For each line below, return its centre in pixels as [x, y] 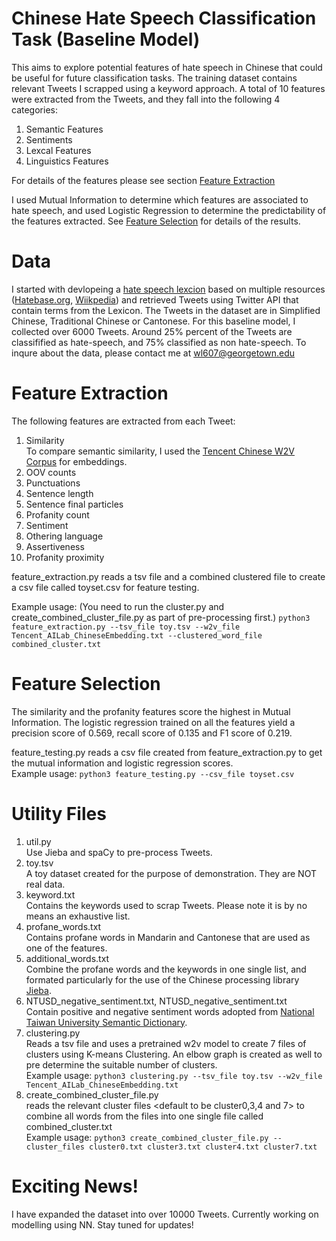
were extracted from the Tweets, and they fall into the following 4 [146, 99]
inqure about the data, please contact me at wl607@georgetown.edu [153, 353]
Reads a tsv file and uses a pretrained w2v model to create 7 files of [166, 1043]
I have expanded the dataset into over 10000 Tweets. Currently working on [165, 1214]
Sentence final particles [74, 504]
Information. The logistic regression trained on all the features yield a [153, 722]
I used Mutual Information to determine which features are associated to [160, 199]
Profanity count [57, 514]
